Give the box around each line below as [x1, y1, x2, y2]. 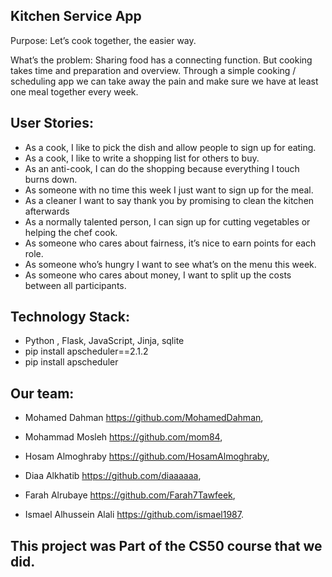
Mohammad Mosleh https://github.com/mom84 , [24, 431, 223, 443]
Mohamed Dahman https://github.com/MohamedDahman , [24, 412, 264, 424]
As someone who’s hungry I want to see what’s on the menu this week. [24, 258, 317, 270]
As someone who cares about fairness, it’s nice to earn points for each [24, 237, 317, 249]
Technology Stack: [10, 309, 131, 326]
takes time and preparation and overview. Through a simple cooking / [10, 64, 297, 76]
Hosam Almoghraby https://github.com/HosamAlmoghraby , [24, 450, 270, 463]
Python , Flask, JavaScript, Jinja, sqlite [24, 335, 185, 347]
